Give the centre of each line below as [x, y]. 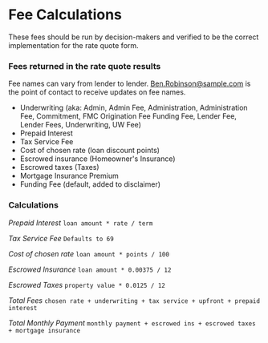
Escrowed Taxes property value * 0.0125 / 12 [87, 284]
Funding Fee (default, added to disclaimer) [90, 184]
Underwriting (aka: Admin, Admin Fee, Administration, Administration [134, 108]
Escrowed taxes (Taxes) [59, 167]
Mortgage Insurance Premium [69, 176]
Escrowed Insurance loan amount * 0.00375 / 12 [90, 269]
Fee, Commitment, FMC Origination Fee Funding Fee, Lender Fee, [128, 116]
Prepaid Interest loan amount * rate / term [81, 223]
